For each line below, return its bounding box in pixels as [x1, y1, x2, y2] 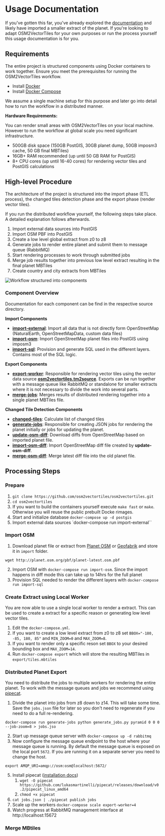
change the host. [12, 754, 47, 760]
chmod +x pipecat [19, 792, 56, 797]
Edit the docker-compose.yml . [12, 625, 70, 631]
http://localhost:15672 [12, 812, 57, 818]
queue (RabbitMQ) [12, 247, 50, 252]
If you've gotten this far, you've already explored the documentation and [5, 20, 152, 26]
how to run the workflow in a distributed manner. [5, 103, 104, 109]
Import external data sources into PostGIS [12, 226, 98, 232]
